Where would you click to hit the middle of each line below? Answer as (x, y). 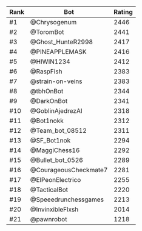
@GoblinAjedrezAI (56, 111)
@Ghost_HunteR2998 (61, 42)
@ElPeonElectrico (56, 180)
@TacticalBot (49, 189)
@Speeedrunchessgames (67, 199)
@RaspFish (46, 71)
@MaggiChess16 (55, 150)
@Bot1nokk (47, 121)
